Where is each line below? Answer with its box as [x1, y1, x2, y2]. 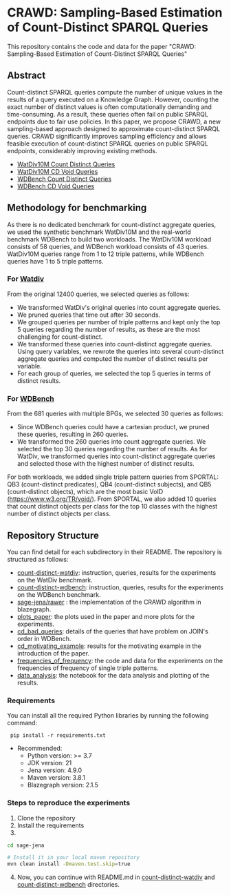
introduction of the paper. [16, 649, 90, 657]
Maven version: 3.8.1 [27, 774, 86, 782]
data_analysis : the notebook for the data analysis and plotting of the [16, 671, 210, 679]
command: [7, 719, 38, 727]
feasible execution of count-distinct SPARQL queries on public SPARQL [7, 139, 208, 148]
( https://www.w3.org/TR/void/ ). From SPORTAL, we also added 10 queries [7, 495, 217, 503]
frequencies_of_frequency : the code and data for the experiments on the [16, 656, 223, 665]
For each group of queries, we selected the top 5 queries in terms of [16, 369, 211, 377]
